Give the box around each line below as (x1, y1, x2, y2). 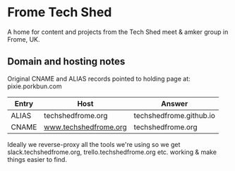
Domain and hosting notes (7, 56, 126, 68)
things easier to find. (7, 155, 67, 163)
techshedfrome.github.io (133, 110, 215, 120)
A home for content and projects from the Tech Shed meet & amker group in (7, 28, 229, 36)
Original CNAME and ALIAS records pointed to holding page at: (7, 74, 191, 83)
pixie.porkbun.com (7, 82, 62, 90)
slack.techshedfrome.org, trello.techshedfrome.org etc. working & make (7, 148, 217, 156)
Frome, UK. (7, 35, 40, 43)
